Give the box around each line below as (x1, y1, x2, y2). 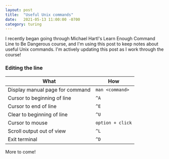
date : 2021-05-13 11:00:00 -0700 (5, 17, 80, 22)
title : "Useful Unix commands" (5, 12, 73, 17)
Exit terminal (8, 136, 37, 143)
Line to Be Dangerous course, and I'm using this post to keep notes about (5, 41, 158, 47)
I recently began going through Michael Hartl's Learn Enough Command (5, 36, 155, 42)
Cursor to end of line (8, 103, 57, 110)
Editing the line (5, 65, 43, 72)
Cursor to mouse (8, 119, 48, 126)
